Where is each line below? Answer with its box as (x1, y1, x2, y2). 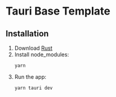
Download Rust (14, 44, 53, 52)
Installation (5, 28, 49, 39)
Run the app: (14, 73, 47, 80)
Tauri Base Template (5, 4, 111, 18)
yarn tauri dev (14, 85, 53, 91)
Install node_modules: (14, 51, 69, 58)
